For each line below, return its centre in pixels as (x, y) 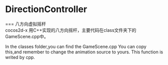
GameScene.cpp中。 (27, 36)
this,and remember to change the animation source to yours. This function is (84, 52)
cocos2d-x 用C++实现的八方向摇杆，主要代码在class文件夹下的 (71, 30)
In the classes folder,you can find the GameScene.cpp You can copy (76, 46)
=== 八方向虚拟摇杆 (26, 24)
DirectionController (46, 9)
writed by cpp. (20, 57)
